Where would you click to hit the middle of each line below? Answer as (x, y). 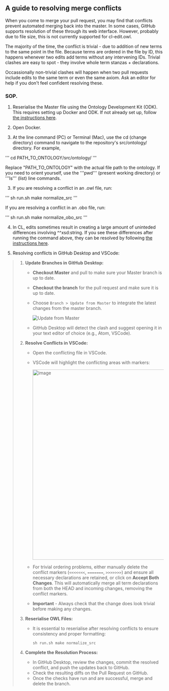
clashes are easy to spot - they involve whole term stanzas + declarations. (82, 62)
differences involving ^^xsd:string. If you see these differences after (83, 233)
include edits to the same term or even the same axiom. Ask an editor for (80, 77)
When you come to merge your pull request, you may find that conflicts (79, 20)
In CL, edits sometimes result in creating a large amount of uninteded (84, 227)
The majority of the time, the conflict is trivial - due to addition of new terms (84, 46)
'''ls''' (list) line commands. (33, 178)
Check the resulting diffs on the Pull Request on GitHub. (90, 673)
